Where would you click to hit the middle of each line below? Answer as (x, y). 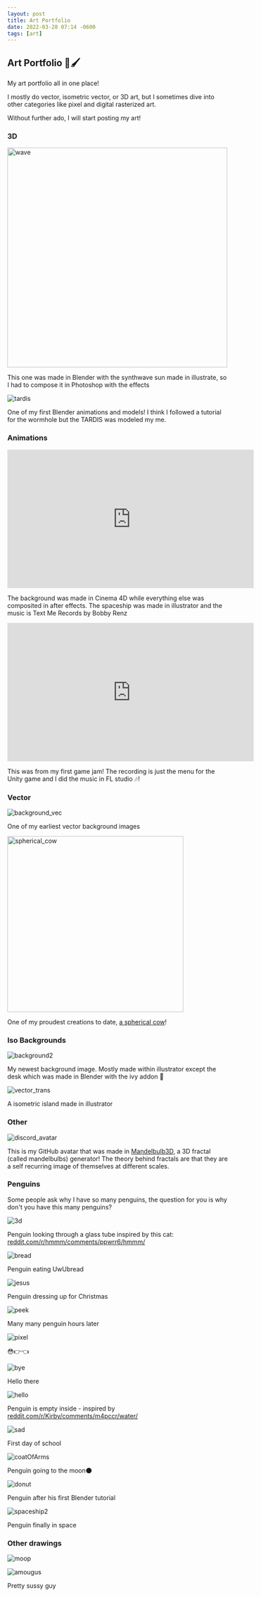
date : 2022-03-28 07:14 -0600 (52, 27)
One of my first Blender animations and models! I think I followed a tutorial (114, 412)
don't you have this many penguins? (60, 1207)
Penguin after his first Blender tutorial (62, 1497)
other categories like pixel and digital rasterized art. (82, 104)
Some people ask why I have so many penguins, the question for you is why (117, 1200)
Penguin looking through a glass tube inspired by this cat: (91, 1234)
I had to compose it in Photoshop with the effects (78, 385)
